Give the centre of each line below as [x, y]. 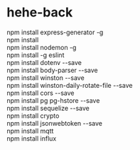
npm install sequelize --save [48, 108]
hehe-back [40, 12]
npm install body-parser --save [52, 70]
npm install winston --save [45, 77]
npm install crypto [33, 116]
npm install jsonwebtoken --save [54, 123]
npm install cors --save [41, 93]
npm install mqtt [30, 131]
